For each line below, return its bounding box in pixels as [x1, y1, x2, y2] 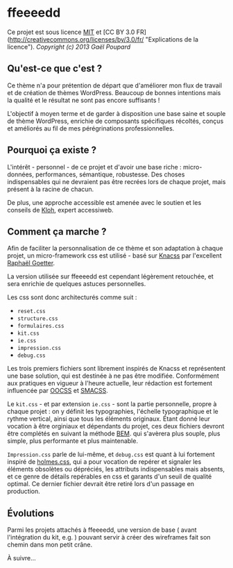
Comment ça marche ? [7, 226, 107, 237]
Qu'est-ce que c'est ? [7, 62, 103, 74]
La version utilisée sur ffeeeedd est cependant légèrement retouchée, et [7, 272, 214, 281]
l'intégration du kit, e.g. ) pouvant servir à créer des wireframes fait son [7, 533, 211, 542]
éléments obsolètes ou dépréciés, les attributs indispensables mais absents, [7, 465, 225, 474]
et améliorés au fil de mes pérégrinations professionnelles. [7, 124, 175, 133]
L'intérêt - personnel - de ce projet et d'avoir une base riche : [7, 162, 182, 171]
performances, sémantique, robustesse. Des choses [35, 170, 185, 178]
